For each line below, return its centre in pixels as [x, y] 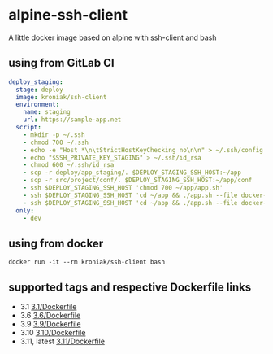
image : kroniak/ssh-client [61, 97]
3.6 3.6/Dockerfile [50, 315]
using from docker [56, 243]
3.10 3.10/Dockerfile [53, 332]
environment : [38, 105]
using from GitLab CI [62, 63]
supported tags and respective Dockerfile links [130, 287]
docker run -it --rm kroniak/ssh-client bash [87, 262]
